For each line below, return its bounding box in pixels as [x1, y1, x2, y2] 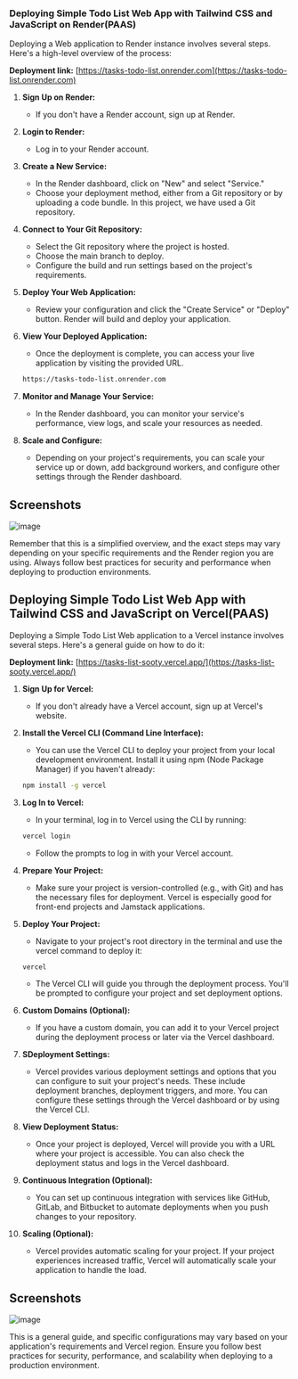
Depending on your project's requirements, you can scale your [35, 453, 265, 464]
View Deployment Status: [21, 1121, 119, 1132]
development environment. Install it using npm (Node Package [35, 754, 264, 765]
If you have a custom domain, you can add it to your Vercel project [35, 1022, 279, 1033]
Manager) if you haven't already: [35, 763, 156, 774]
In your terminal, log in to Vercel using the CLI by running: [35, 814, 246, 825]
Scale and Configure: [21, 435, 102, 446]
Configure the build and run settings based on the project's [35, 260, 253, 271]
